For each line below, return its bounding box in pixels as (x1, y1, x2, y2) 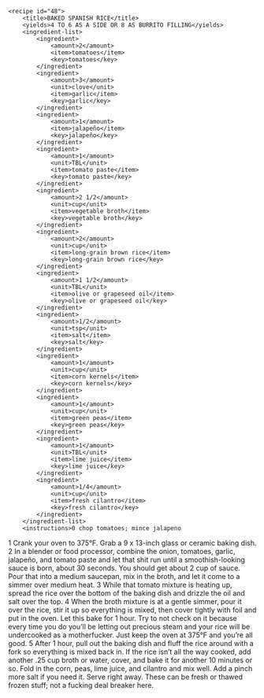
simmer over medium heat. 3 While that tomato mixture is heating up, (8, 580, 232, 589)
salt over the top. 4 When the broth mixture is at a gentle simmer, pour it (8, 597, 242, 606)
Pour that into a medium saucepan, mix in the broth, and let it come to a (8, 572, 240, 581)
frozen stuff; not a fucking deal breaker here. (8, 681, 154, 689)
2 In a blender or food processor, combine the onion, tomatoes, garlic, (8, 547, 236, 555)
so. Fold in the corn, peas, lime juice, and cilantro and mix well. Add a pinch (8, 664, 253, 673)
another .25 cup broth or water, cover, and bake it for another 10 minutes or (8, 655, 253, 665)
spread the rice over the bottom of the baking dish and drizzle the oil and (8, 588, 246, 598)
